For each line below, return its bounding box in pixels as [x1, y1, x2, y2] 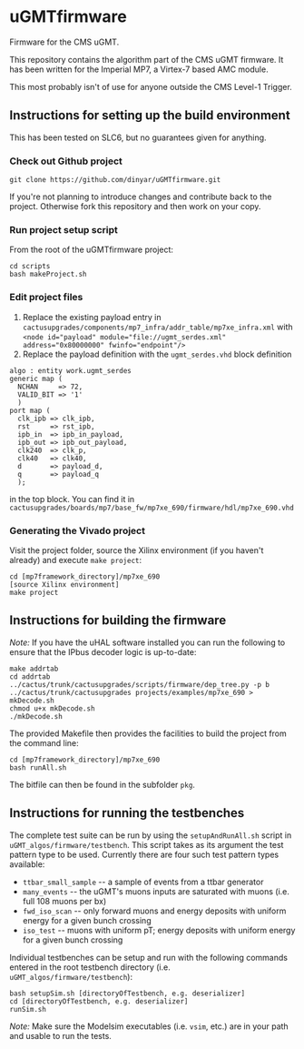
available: [9, 858, 45, 870]
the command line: [9, 737, 79, 748]
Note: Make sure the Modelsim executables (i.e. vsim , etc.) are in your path [9, 1021, 289, 1032]
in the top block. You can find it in [9, 493, 135, 504]
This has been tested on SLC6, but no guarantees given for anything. [9, 132, 267, 143]
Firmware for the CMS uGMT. [9, 36, 120, 47]
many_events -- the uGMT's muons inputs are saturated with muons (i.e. [22, 885, 290, 897]
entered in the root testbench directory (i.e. [9, 962, 171, 973]
